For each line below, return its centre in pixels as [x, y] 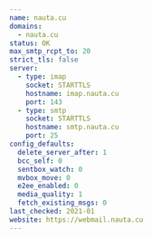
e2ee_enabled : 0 [48, 186]
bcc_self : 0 [40, 161]
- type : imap [42, 77]
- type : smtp [42, 110]
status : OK [30, 43]
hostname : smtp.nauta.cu [72, 128]
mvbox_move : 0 [44, 177]
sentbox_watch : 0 [50, 169]
